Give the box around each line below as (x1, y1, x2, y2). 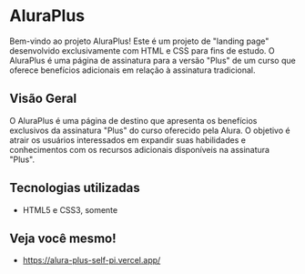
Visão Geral (9, 91, 77, 107)
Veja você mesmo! (9, 230, 117, 246)
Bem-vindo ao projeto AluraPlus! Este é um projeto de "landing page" (9, 36, 269, 46)
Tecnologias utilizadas (9, 180, 140, 196)
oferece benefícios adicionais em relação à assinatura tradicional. (9, 65, 256, 76)
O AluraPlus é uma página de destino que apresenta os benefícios (9, 115, 258, 126)
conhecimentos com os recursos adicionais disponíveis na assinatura (9, 144, 270, 155)
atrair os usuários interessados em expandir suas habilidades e (9, 134, 246, 146)
